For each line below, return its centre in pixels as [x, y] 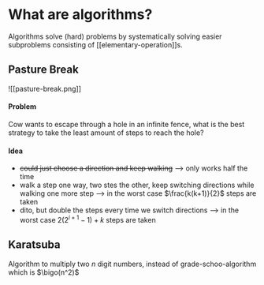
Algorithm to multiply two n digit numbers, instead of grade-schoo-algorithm [132, 264]
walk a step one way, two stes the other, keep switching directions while [137, 185]
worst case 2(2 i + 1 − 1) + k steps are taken [87, 219]
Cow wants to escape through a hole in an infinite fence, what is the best [126, 124]
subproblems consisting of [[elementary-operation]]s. [95, 44]
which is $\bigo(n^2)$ [44, 272]
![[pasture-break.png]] [45, 88]
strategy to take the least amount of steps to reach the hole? [106, 133]
